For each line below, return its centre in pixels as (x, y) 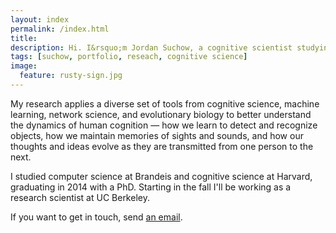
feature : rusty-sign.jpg (71, 76)
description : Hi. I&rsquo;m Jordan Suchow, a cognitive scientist (151, 47)
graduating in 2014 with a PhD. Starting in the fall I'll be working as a (151, 187)
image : (24, 66)
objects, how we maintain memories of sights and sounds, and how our (157, 135)
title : (24, 38)
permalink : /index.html (60, 29)
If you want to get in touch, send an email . (96, 217)
